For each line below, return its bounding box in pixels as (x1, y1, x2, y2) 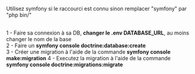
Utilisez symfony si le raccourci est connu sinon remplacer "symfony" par (6, 5, 187, 12)
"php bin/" (6, 11, 32, 18)
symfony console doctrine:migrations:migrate (6, 61, 123, 68)
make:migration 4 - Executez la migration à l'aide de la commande (6, 55, 171, 61)
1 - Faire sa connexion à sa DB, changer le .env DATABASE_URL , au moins (6, 29, 190, 36)
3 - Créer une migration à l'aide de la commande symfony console (6, 48, 171, 55)
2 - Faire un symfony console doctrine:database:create (6, 42, 146, 49)
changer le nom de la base (6, 36, 72, 42)
